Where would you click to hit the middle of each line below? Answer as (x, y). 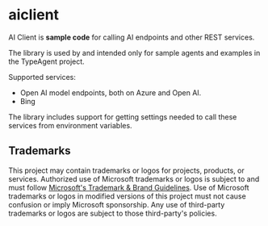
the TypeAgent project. (46, 61)
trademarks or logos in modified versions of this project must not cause (127, 196)
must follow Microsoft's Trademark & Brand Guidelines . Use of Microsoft (129, 187)
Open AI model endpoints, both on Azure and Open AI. (111, 92)
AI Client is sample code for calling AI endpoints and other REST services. (132, 37)
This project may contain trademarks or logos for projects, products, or (126, 170)
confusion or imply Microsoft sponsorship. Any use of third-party (117, 204)
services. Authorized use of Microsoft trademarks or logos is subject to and (134, 178)
